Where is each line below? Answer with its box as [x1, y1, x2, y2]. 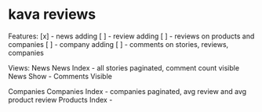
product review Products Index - [8, 95, 113, 104]
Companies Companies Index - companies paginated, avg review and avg [8, 86, 247, 96]
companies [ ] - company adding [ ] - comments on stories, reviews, [8, 39, 229, 49]
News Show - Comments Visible [8, 71, 112, 81]
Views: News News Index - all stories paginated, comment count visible [8, 63, 240, 72]
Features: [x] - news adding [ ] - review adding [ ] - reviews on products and [8, 31, 255, 41]
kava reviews [8, 5, 96, 23]
